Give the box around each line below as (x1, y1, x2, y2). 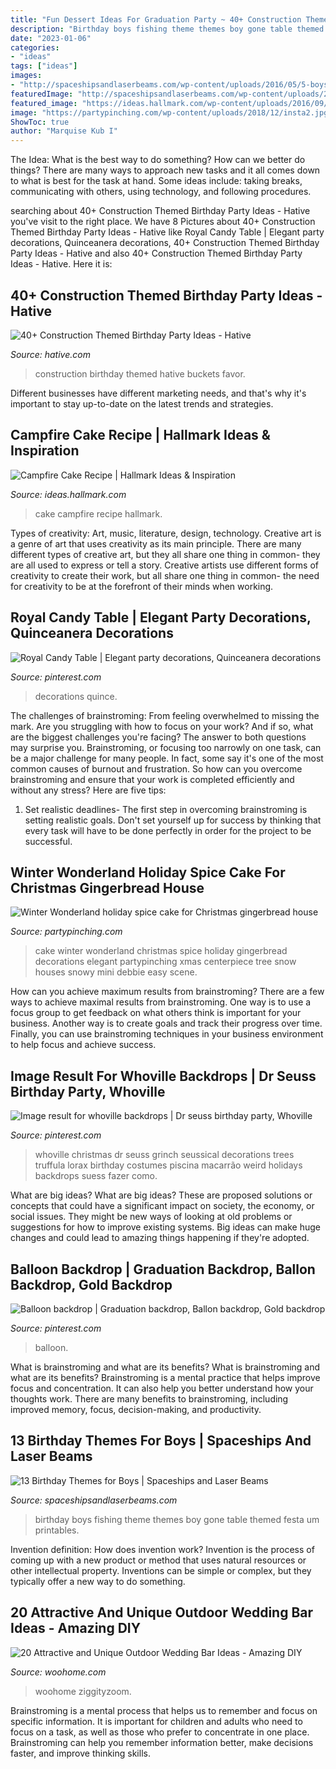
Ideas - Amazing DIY (10, 1620, 142, 1637)
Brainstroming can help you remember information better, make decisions (10, 1736, 314, 1748)
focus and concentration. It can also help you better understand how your (10, 1382, 314, 1394)
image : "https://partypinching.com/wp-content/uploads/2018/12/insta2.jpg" (10, 107, 333, 118)
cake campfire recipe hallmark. (34, 507, 163, 520)
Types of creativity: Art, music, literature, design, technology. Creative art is (10, 527, 322, 539)
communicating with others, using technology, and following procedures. (10, 186, 312, 198)
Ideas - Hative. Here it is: (10, 258, 113, 270)
